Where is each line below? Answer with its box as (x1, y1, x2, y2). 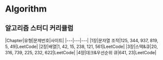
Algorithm (5, 3, 47, 15)
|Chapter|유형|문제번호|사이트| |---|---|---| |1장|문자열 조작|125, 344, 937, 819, (5, 38, 159, 43)
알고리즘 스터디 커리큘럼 (5, 24, 73, 32)
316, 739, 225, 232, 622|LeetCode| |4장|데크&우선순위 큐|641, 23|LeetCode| (5, 50, 157, 55)
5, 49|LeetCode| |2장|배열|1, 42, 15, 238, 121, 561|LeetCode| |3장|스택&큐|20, (5, 44, 158, 49)
